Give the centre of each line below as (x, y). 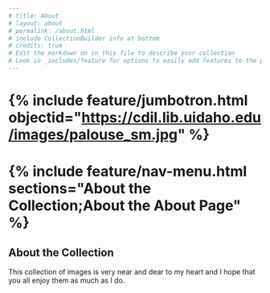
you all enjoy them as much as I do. (67, 281)
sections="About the (80, 189)
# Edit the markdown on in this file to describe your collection (122, 53)
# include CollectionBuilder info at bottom (84, 38)
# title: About (34, 16)
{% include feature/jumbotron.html (128, 101)
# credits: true (35, 46)
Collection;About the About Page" (125, 206)
